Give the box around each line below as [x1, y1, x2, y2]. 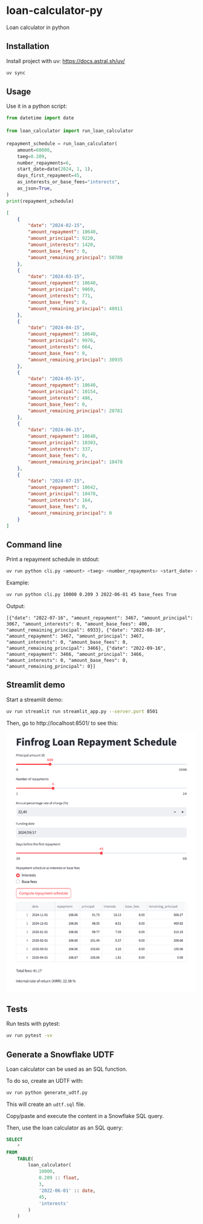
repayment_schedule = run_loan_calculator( [6, 141, 118, 147]
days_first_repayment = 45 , [17, 173, 83, 179]
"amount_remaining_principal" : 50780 [28, 254, 123, 260]
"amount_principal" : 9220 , [28, 236, 96, 242]
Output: [6, 603, 25, 609]
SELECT [6, 1136, 23, 1142]
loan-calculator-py [6, 4, 103, 18]
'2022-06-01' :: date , [38, 1188, 96, 1194]
